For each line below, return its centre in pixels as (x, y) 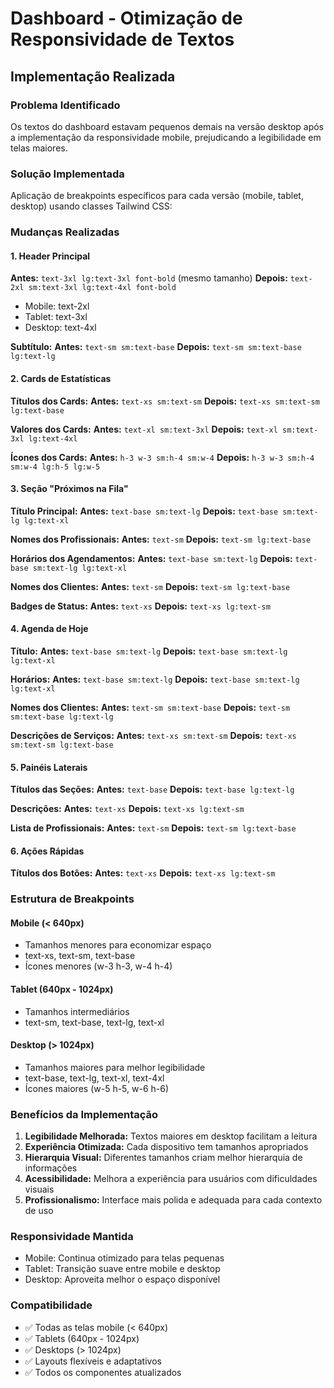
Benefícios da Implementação (84, 1114)
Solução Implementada (67, 174)
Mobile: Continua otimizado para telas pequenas (124, 1258)
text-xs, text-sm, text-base (80, 956)
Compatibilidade (51, 1305)
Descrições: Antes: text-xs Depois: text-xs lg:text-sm (127, 809)
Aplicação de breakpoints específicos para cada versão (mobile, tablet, (157, 196)
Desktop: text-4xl (60, 328)
